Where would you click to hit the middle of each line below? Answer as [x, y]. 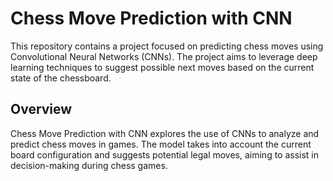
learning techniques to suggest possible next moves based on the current [162, 67]
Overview [41, 109]
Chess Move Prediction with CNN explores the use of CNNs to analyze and [165, 133]
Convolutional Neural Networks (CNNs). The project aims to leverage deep [164, 56]
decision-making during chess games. [89, 165]
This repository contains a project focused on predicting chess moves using [167, 46]
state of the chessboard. [61, 78]
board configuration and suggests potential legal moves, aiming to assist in [165, 154]
